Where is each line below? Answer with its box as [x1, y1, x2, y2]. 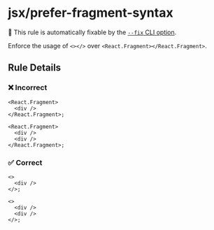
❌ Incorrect [8, 82, 48, 92]
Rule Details [8, 62, 62, 74]
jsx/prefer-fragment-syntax [8, 5, 173, 21]
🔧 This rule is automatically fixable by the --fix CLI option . [8, 28, 177, 36]
